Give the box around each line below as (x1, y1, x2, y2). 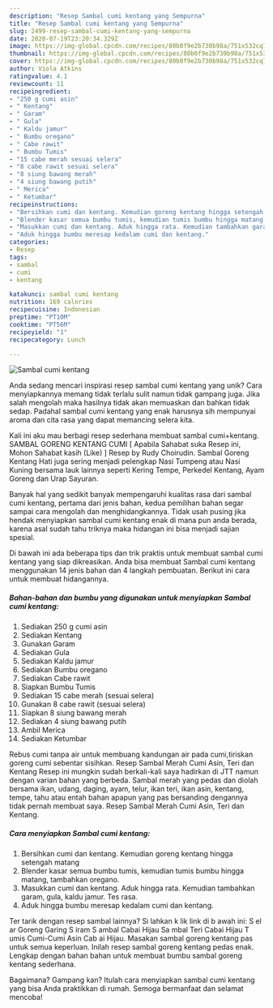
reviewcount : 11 (9, 79, 64, 88)
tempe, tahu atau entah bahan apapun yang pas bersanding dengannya (9, 792, 248, 803)
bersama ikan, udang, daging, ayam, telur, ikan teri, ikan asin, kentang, (9, 784, 245, 794)
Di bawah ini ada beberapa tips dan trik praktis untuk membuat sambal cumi (9, 548, 263, 558)
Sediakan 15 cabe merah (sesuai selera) (20, 691, 155, 701)
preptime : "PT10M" (9, 313, 71, 321)
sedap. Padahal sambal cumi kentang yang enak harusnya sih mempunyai (9, 406, 256, 416)
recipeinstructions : (9, 200, 79, 208)
